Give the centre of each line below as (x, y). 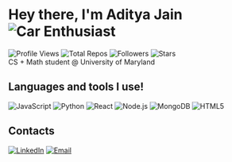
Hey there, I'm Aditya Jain (95, 15)
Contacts (32, 131)
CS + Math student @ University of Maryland (81, 62)
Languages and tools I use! (76, 87)
